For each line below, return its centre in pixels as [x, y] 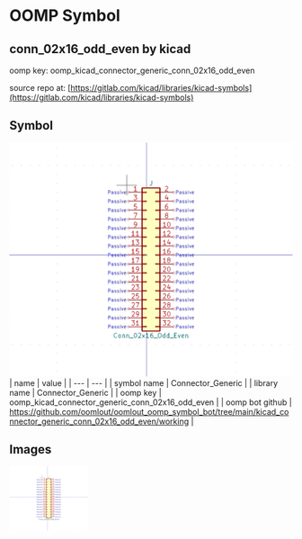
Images [31, 449]
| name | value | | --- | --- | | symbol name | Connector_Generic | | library [144, 382]
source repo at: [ [40, 88]
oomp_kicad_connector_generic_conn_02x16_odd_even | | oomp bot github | [151, 402]
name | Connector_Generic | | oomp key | [85, 392]
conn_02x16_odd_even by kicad [100, 49]
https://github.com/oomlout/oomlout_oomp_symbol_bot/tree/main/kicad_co [149, 411]
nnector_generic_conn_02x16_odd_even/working [99, 421]
